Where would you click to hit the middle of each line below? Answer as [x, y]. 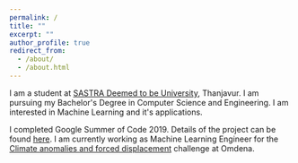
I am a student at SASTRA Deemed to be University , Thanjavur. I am [134, 93]
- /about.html [44, 68]
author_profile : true [50, 43]
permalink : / [34, 17]
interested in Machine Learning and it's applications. [106, 112]
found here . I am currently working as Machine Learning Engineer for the [144, 139]
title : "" [28, 26]
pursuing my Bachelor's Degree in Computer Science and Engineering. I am [149, 102]
